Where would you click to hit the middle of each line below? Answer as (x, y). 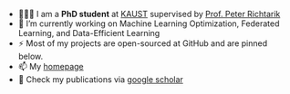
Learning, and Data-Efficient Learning (89, 33)
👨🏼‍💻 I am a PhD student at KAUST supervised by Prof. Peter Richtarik (149, 14)
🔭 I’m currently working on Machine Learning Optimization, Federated (149, 23)
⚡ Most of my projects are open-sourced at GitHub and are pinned (142, 43)
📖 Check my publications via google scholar (101, 80)
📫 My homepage (51, 66)
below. (31, 56)
